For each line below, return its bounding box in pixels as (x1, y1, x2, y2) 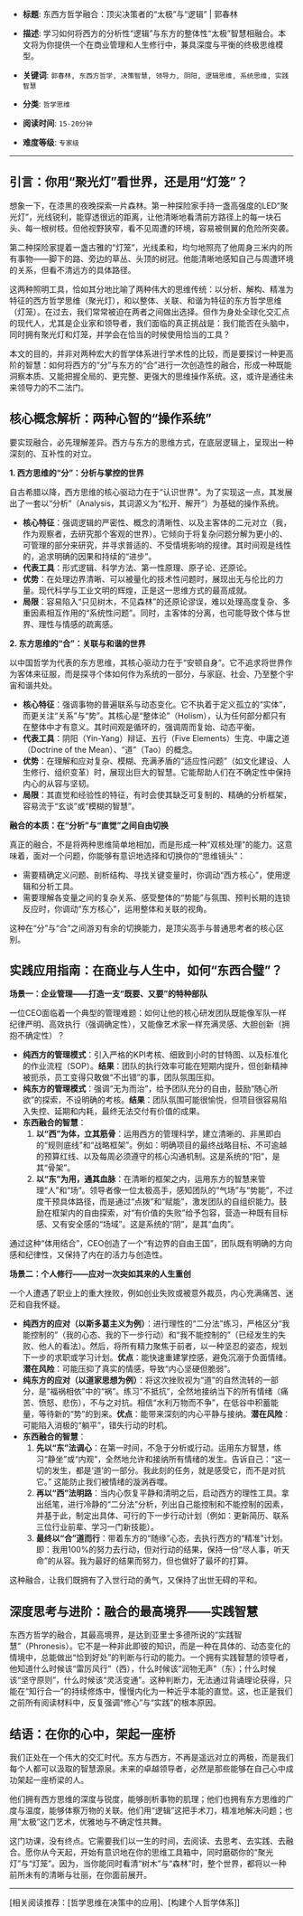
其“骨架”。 (35, 1162, 75, 1173)
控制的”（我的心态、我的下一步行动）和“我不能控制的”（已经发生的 (30, 1329, 279, 1340)
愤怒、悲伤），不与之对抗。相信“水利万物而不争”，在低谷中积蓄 (38, 1397, 271, 1408)
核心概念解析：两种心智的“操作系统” (9, 411, 212, 427)
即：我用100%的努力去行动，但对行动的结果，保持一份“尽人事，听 (35, 1545, 282, 1555)
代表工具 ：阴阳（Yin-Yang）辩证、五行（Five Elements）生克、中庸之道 (22, 732, 290, 744)
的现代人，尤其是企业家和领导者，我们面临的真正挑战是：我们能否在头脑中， (9, 317, 294, 328)
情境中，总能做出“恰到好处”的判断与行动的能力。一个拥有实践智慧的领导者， (9, 1652, 293, 1663)
